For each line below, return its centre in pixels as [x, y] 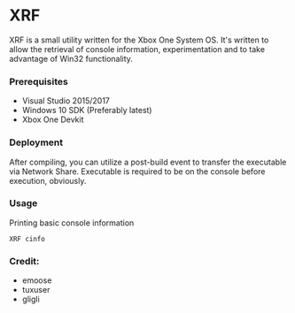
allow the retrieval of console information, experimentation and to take [137, 49]
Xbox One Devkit [53, 119]
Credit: [24, 261]
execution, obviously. [48, 180]
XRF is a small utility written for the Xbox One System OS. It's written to [139, 40]
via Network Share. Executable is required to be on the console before [137, 171]
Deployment [36, 142]
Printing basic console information [72, 223]
